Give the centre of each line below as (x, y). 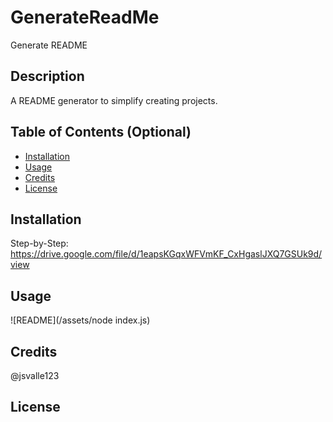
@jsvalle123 (35, 375)
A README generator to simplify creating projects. (114, 100)
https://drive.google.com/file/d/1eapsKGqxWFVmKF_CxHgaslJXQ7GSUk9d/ (166, 254)
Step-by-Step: (39, 243)
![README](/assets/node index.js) (80, 320)
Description (47, 76)
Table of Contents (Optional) (101, 132)
